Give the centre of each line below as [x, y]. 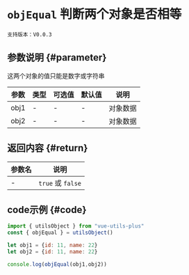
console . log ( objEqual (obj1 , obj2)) [57, 264]
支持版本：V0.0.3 [30, 34]
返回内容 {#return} [48, 148]
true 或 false [60, 183]
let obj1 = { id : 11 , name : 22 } [52, 245]
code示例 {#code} [47, 210]
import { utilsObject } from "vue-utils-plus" [76, 226]
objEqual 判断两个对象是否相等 [94, 14]
